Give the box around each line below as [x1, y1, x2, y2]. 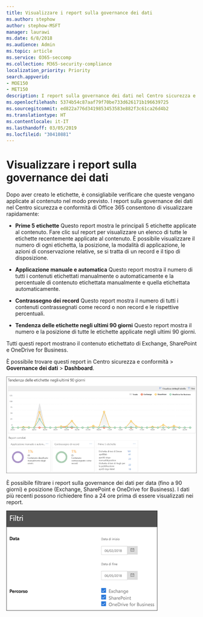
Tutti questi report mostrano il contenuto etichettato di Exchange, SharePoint [6, 340, 197, 347]
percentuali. [14, 310, 45, 318]
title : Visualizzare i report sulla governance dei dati [6, 10, 153, 16]
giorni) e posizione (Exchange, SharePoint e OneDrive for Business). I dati [6, 485, 190, 493]
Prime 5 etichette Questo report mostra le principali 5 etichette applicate [14, 222, 197, 230]
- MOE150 [6, 80, 28, 86]
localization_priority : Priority [6, 67, 91, 73]
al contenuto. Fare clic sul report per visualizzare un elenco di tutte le [14, 228, 187, 236]
